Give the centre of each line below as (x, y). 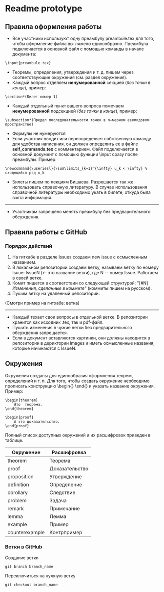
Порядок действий (29, 246)
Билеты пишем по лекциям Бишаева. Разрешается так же (73, 182)
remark (16, 508)
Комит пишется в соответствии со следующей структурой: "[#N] (80, 283)
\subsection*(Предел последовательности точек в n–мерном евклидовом (77, 120)
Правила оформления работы (53, 27)
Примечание (65, 508)
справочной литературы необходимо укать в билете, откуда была (82, 192)
